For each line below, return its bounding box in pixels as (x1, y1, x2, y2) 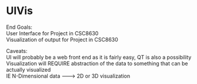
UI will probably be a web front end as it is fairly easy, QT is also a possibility (6, 53, 192, 61)
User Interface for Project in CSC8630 (6, 29, 99, 36)
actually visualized (6, 66, 51, 73)
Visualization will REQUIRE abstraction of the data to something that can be (6, 60, 188, 67)
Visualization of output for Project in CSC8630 (6, 36, 119, 43)
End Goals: (6, 23, 32, 31)
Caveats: (6, 47, 28, 54)
